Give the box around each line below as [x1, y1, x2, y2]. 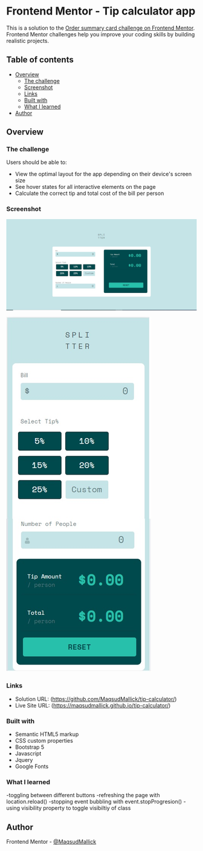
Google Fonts [14, 763, 49, 770]
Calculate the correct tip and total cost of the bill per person [14, 189, 164, 197]
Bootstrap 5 [14, 743, 45, 751]
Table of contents [6, 54, 74, 65]
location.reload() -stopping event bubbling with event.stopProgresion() [6, 798, 182, 806]
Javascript [14, 749, 42, 757]
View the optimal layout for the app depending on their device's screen [14, 171, 192, 178]
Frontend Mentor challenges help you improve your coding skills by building [6, 30, 195, 38]
